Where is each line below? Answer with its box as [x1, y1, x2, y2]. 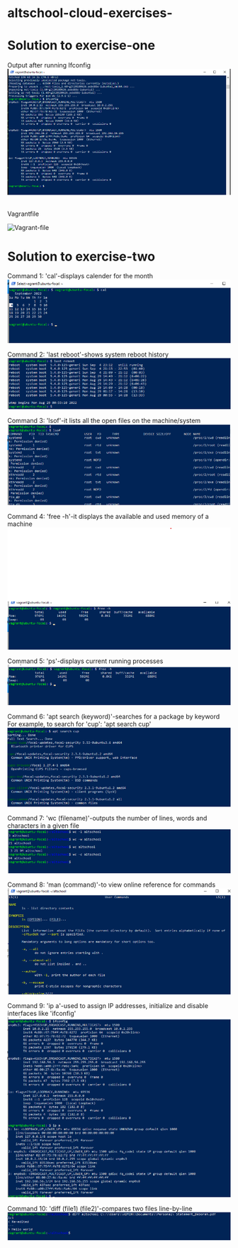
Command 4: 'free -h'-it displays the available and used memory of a [7, 512, 209, 520]
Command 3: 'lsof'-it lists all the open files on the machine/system [7, 416, 201, 425]
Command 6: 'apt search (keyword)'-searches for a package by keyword [7, 712, 220, 721]
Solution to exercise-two [7, 248, 156, 264]
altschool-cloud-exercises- [7, 5, 173, 21]
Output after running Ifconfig [7, 61, 91, 70]
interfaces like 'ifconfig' [7, 1009, 76, 1017]
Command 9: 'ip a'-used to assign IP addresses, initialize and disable [7, 1001, 209, 1009]
